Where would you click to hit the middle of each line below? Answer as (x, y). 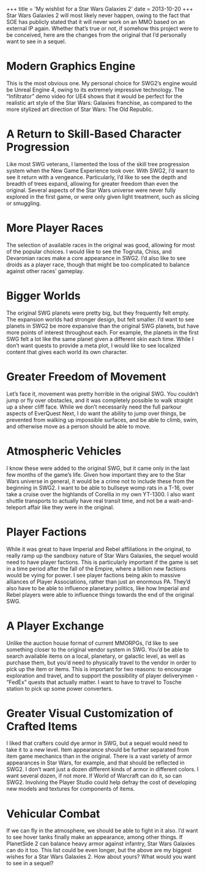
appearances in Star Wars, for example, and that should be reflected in (95, 763)
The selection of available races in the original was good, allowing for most (101, 245)
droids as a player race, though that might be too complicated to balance (98, 264)
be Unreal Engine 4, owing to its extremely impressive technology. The (95, 90)
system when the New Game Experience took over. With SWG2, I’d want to (100, 171)
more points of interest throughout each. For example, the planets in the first (102, 332)
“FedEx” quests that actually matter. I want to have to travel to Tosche (94, 682)
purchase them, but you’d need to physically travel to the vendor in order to (102, 663)
